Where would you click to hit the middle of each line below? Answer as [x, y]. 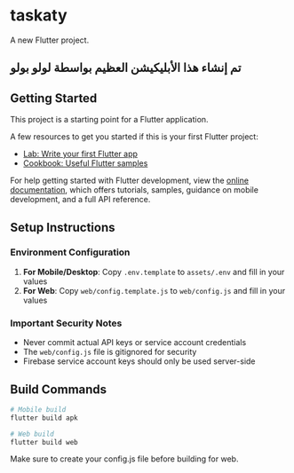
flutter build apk [44, 418]
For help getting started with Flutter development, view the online [130, 181]
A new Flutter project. [50, 40]
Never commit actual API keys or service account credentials [135, 343]
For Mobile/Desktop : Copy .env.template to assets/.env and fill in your [154, 272]
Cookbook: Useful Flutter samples [85, 163]
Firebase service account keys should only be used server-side [139, 361]
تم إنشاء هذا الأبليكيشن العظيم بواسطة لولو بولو [126, 68]
